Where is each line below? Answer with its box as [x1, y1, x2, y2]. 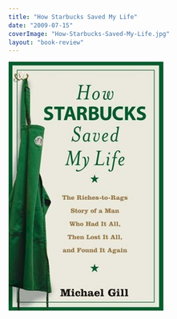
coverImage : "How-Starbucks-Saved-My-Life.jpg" [8, 30, 171, 38]
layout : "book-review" [8, 38, 84, 46]
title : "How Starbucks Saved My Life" [8, 13, 138, 21]
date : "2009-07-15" [8, 21, 74, 30]
